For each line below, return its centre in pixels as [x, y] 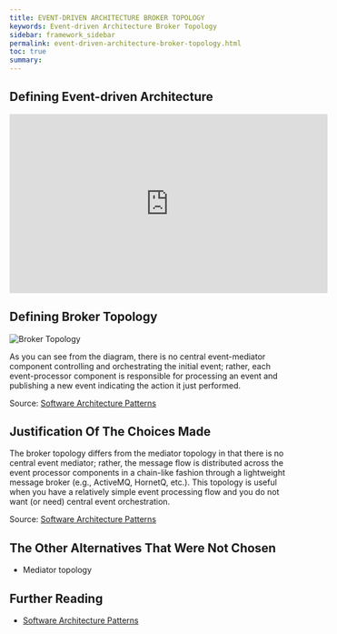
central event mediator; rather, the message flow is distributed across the [147, 463]
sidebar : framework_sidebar [63, 35]
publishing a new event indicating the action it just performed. [125, 385]
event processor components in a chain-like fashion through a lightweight [148, 473]
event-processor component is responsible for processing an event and [144, 376]
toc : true [28, 52]
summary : [26, 60]
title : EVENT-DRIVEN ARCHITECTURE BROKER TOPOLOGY [107, 18]
